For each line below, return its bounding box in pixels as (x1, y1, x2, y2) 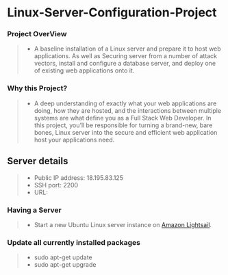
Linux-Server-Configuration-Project (7, 5, 217, 21)
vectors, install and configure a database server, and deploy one (34, 60, 216, 68)
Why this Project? (7, 83, 68, 93)
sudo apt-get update (34, 253, 92, 261)
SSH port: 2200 (34, 181, 79, 189)
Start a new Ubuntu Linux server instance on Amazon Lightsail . (34, 220, 212, 228)
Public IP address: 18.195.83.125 (34, 173, 123, 182)
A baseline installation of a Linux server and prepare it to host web (34, 44, 221, 53)
